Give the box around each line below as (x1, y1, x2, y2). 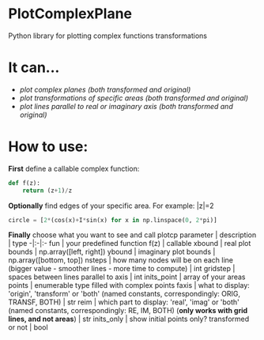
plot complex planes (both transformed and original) (19, 85, 191, 94)
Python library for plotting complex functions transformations (8, 31, 208, 40)
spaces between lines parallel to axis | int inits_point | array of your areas (8, 272, 246, 281)
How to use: (8, 138, 89, 156)
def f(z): (8, 179, 41, 187)
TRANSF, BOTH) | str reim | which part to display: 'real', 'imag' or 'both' (8, 297, 239, 307)
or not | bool (8, 323, 49, 332)
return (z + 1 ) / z (22, 187, 73, 195)
